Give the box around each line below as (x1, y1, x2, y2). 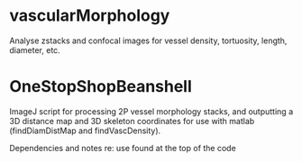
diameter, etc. (9, 44, 60, 55)
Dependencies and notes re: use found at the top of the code (9, 142, 236, 153)
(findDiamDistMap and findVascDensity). (9, 125, 161, 136)
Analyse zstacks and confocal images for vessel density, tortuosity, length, (9, 35, 288, 46)
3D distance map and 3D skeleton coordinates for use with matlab (9, 115, 255, 126)
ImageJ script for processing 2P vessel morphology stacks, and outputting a (9, 105, 294, 117)
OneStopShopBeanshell (9, 76, 192, 97)
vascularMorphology (9, 5, 170, 26)
